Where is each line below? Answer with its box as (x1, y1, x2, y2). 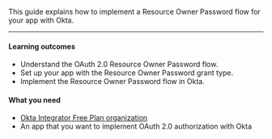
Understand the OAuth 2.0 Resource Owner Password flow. (19, 60, 219, 69)
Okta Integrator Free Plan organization (19, 113, 148, 123)
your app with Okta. (8, 15, 74, 25)
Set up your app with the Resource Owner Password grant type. (19, 68, 233, 78)
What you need (8, 95, 61, 104)
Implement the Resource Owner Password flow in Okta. (19, 77, 205, 86)
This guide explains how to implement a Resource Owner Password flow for (8, 7, 261, 16)
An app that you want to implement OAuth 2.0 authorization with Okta (19, 121, 253, 132)
